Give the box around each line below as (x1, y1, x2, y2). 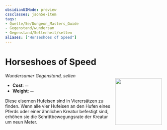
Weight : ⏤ (12, 88, 34, 94)
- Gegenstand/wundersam (5, 26, 55, 31)
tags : (5, 16, 16, 21)
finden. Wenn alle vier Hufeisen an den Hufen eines (5, 103, 110, 109)
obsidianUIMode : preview (5, 7, 57, 12)
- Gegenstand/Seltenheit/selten (5, 30, 72, 35)
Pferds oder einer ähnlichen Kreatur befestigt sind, (5, 108, 109, 114)
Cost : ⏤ (12, 82, 29, 88)
